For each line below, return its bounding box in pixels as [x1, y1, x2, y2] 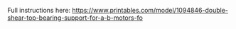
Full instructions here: [7, 6, 71, 14]
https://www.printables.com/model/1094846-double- [72, 6, 229, 14]
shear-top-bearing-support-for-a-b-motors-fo [7, 13, 144, 22]
